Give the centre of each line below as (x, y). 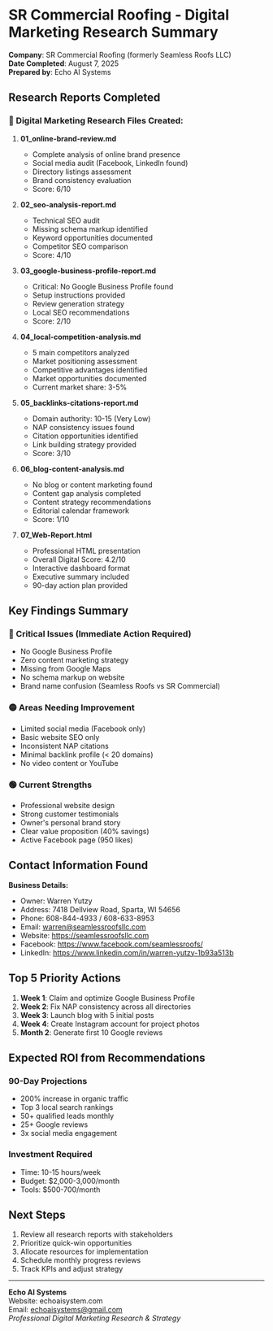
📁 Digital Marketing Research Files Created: (96, 121)
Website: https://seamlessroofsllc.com (84, 935)
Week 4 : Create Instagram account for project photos (110, 1024)
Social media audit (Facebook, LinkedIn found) (110, 163)
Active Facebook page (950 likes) (76, 840)
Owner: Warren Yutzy (56, 901)
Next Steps (37, 1214)
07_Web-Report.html (56, 535)
